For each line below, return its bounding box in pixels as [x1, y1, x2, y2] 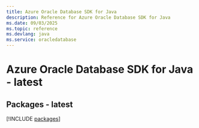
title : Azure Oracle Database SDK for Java [6, 8, 117, 15]
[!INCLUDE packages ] [6, 115, 61, 122]
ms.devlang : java [6, 31, 50, 37]
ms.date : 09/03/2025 [6, 20, 58, 26]
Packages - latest [6, 99, 73, 109]
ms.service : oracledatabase [6, 37, 77, 43]
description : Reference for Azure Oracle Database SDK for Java [6, 14, 171, 20]
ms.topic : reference [6, 25, 58, 32]
